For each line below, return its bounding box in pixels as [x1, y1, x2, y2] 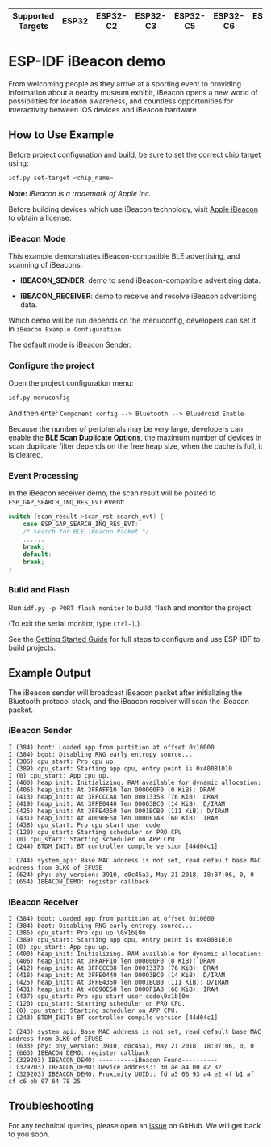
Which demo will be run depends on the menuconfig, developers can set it [8, 315, 256, 325]
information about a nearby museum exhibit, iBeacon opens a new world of [8, 87, 258, 97]
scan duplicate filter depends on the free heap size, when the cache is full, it [8, 441, 263, 451]
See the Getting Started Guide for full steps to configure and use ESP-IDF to [8, 634, 261, 643]
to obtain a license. [8, 213, 72, 222]
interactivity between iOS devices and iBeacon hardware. [8, 104, 199, 114]
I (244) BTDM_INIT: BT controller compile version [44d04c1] [8, 842, 219, 850]
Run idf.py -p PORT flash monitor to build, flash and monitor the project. [8, 602, 254, 613]
